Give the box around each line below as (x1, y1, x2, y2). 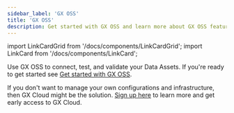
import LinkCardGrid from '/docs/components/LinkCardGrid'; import (7, 42, 203, 51)
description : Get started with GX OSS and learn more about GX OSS (7, 23, 208, 30)
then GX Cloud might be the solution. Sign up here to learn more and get (7, 91, 214, 99)
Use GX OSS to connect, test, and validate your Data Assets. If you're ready (7, 63, 224, 71)
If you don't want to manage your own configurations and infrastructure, (7, 84, 214, 92)
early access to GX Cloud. (7, 98, 82, 107)
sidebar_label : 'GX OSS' (7, 10, 79, 17)
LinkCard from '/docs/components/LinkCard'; (7, 49, 138, 58)
